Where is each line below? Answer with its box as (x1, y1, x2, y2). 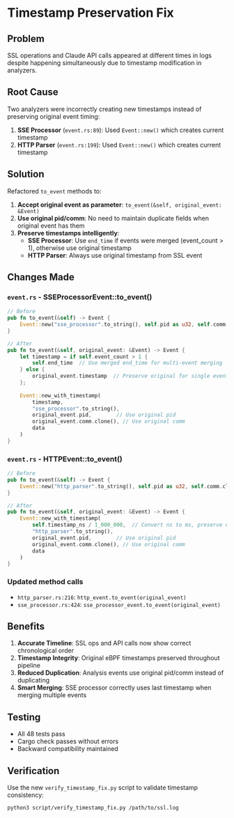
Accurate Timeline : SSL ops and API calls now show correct (17, 639, 192, 648)
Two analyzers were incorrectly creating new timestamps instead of (7, 105, 202, 113)
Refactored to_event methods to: (7, 187, 102, 195)
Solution (7, 168, 45, 180)
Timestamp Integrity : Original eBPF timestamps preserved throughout (17, 654, 220, 662)
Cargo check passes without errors (17, 737, 119, 745)
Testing (7, 711, 41, 723)
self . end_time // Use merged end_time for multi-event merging (32, 360, 223, 367)
